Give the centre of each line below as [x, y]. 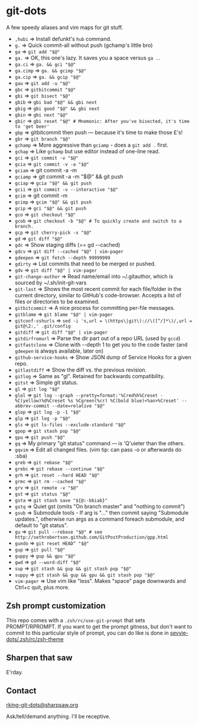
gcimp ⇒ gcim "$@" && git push [53, 202]
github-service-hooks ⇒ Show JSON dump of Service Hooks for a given [103, 357]
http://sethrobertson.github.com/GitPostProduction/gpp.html [92, 537]
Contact [21, 691]
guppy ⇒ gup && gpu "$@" [45, 556]
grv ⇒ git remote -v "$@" [46, 487]
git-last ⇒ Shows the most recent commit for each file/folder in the [98, 289]
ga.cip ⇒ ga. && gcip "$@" [48, 77]
